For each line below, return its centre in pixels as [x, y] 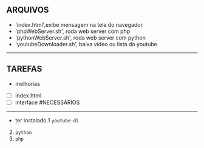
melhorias [28, 83]
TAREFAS [24, 69]
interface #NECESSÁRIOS [47, 102]
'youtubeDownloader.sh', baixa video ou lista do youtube [86, 44]
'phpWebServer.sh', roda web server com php [73, 31]
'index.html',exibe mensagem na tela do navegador [79, 24]
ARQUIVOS [28, 10]
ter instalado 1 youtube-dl [47, 120]
